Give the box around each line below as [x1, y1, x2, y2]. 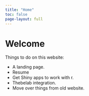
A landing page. [12, 64, 45, 70]
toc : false [5, 12, 28, 17]
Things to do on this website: [5, 54, 64, 60]
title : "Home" [5, 7, 35, 12]
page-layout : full [5, 16, 43, 21]
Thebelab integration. [12, 80, 56, 86]
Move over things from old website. [12, 85, 85, 91]
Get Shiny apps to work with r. [12, 75, 74, 81]
